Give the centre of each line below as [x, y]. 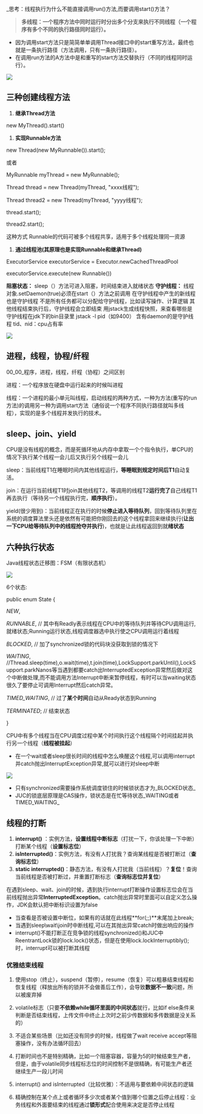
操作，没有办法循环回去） [52, 1044]
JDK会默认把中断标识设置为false [57, 905]
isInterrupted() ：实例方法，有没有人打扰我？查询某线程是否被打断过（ [103, 854]
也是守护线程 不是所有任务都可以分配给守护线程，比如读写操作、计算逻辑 [97, 301]
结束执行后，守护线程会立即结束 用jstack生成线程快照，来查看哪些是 [107, 308]
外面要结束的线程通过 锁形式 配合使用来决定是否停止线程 [105, 1105]
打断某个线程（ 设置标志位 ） [50, 846]
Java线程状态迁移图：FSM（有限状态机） [58, 563]
